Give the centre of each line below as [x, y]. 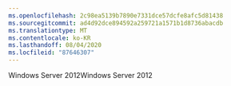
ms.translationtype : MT [48, 30]
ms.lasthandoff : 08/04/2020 [55, 45]
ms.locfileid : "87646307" [51, 53]
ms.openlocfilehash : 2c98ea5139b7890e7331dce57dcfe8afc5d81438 [116, 16]
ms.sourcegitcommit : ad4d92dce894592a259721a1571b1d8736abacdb [116, 23]
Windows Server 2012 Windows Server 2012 [81, 75]
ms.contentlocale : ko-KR [50, 38]
